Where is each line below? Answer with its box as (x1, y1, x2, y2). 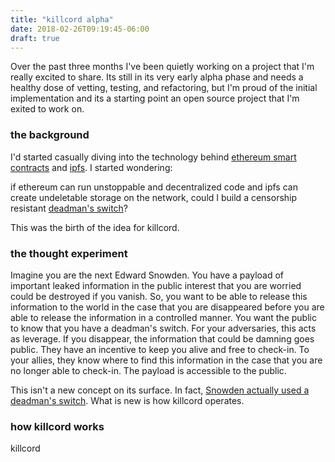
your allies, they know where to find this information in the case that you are (10, 354, 323, 366)
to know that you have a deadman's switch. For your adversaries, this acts (10, 322, 317, 334)
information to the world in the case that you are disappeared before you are (10, 301, 325, 313)
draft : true (10, 33, 60, 43)
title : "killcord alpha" (10, 14, 114, 25)
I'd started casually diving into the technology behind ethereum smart (10, 151, 297, 163)
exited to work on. (10, 103, 85, 115)
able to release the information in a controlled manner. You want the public (10, 311, 317, 323)
